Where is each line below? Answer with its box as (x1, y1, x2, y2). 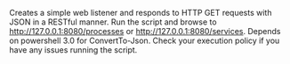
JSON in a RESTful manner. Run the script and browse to (9, 17, 217, 27)
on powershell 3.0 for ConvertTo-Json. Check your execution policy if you (9, 35, 280, 46)
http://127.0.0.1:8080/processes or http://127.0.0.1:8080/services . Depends (9, 26, 281, 36)
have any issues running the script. (9, 45, 138, 55)
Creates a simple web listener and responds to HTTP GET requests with (9, 8, 272, 18)
